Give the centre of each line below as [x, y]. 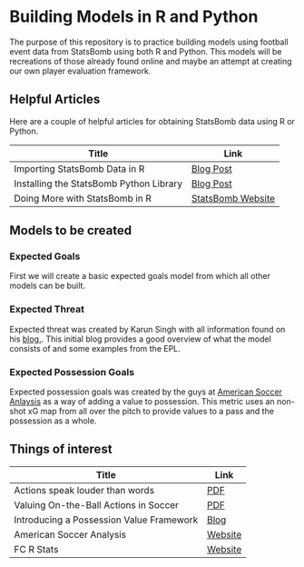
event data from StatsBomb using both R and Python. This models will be [146, 51]
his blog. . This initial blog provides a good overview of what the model [141, 339]
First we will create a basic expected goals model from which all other [140, 276]
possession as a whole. [53, 421]
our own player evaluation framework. [80, 71]
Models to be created [71, 230]
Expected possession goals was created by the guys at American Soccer [146, 392]
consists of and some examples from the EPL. [95, 348]
